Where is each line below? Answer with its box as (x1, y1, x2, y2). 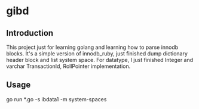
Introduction (6, 28, 54, 38)
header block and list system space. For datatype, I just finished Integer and (6, 57, 194, 63)
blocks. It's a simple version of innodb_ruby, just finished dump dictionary (6, 50, 188, 57)
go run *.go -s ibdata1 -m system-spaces (6, 95, 107, 102)
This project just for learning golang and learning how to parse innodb (6, 43, 179, 51)
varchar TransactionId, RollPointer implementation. (6, 63, 131, 70)
